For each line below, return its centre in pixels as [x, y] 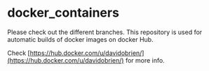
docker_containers [63, 13]
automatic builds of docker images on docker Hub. [80, 39]
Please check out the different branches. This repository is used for [105, 32]
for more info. [145, 60]
